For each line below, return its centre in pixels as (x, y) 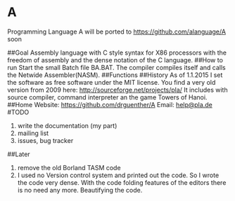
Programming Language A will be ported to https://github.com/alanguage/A (117, 32)
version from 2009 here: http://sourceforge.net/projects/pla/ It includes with (118, 90)
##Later (19, 154)
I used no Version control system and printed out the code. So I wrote (118, 175)
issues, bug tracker (45, 140)
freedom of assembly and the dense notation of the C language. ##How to (115, 60)
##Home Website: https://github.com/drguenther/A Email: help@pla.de (110, 104)
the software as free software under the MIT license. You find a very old (112, 82)
